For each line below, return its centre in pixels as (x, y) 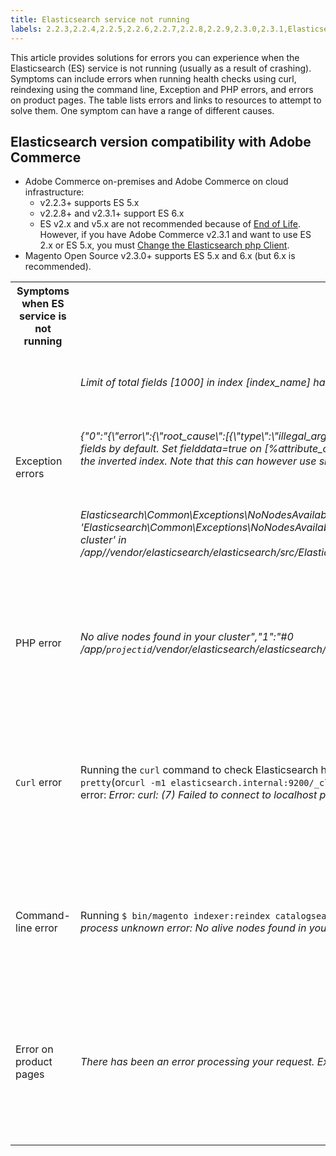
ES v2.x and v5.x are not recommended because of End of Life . (170, 224)
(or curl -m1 (139, 783)
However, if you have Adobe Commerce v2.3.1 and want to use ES (175, 235)
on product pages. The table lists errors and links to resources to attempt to (166, 100)
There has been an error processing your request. (197, 1062)
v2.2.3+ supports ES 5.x (89, 203)
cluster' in (103, 540)
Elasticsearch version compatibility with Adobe (161, 141)
